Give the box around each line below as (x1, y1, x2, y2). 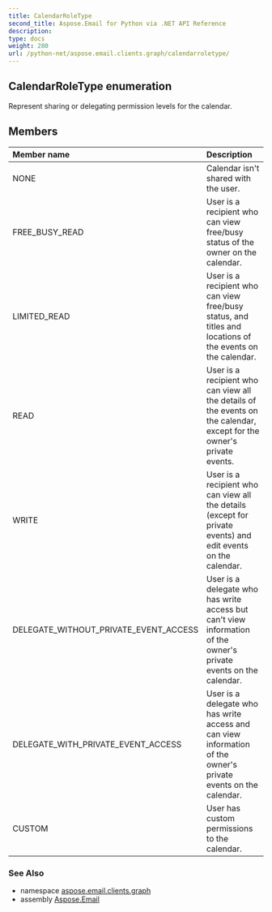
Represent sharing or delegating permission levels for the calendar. (8, 101, 232, 110)
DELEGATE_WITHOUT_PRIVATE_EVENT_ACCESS (12, 624, 199, 635)
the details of (206, 394, 257, 406)
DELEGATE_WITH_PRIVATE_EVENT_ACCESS (12, 738, 182, 750)
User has (206, 802, 241, 814)
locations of (206, 330, 252, 342)
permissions (206, 823, 253, 834)
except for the (206, 425, 260, 437)
